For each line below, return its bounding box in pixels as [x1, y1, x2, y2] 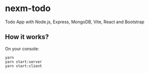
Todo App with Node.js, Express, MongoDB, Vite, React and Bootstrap [5, 19, 145, 25]
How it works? [5, 33, 49, 41]
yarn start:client [5, 63, 42, 68]
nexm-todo [5, 3, 51, 14]
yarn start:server [5, 59, 42, 64]
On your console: [5, 45, 40, 51]
